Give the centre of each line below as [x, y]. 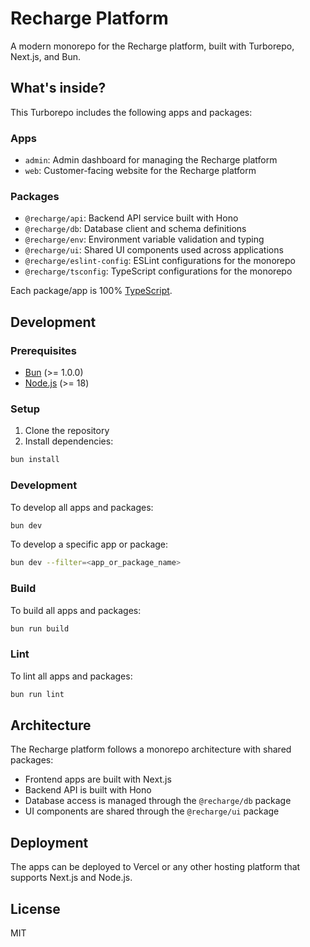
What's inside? [58, 88]
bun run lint [37, 694]
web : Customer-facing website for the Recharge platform [140, 171]
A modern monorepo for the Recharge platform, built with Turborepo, [152, 46]
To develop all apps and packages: [82, 507]
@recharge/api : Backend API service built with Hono [131, 218]
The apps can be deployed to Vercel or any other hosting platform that [155, 867]
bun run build [40, 628]
